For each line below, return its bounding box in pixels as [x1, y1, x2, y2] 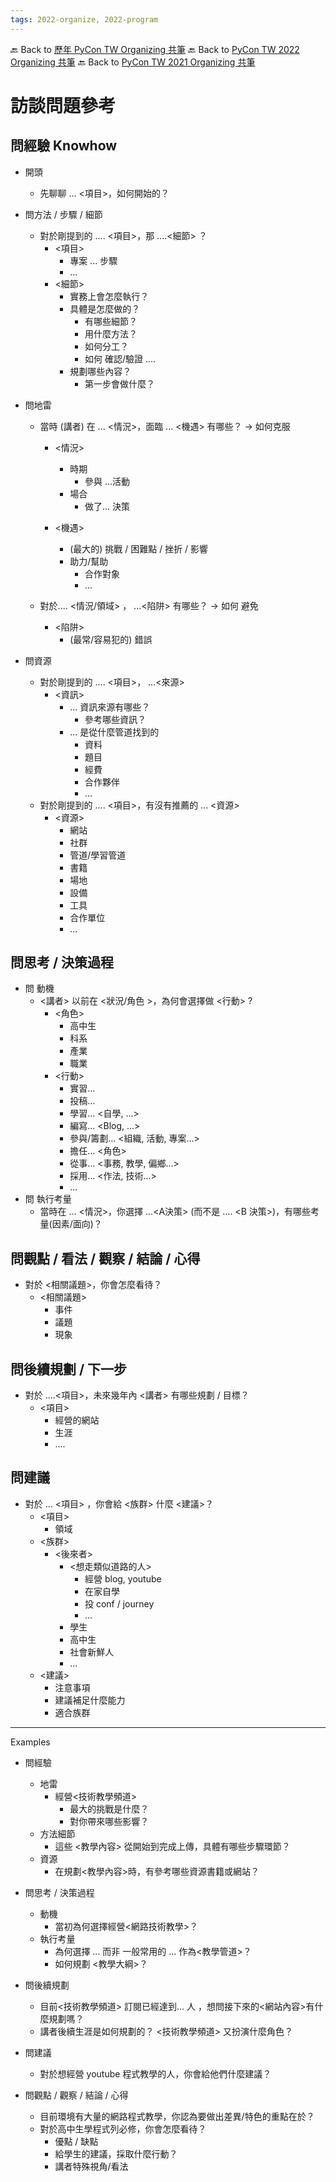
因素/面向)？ [51, 1218, 103, 1230]
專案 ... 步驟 [69, 254, 118, 266]
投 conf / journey [84, 1597, 155, 1610]
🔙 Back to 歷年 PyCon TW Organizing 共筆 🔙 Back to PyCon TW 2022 [10, 43, 300, 55]
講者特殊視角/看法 [54, 2160, 129, 2172]
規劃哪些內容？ [69, 365, 132, 377]
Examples [10, 1736, 51, 1748]
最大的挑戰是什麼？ [69, 1802, 150, 1815]
